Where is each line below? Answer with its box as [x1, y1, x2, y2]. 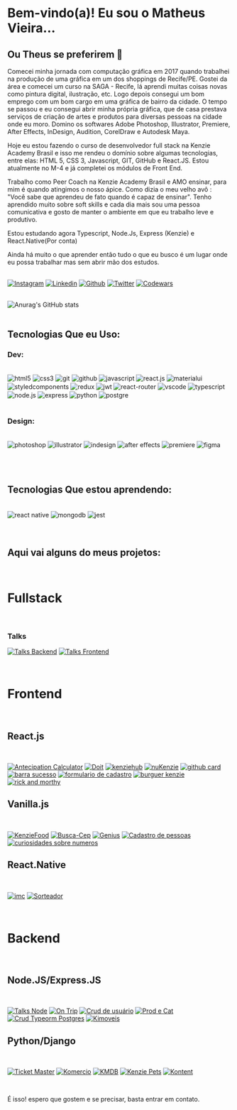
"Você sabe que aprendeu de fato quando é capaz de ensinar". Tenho [7, 193, 211, 201]
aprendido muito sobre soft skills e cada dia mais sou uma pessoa [7, 200, 200, 209]
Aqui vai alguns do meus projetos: [7, 546, 161, 559]
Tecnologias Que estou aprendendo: [7, 484, 172, 496]
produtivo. [7, 215, 38, 224]
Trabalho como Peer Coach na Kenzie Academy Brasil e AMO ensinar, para [7, 177, 227, 186]
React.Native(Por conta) [7, 236, 78, 245]
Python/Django [7, 1035, 76, 1047]
